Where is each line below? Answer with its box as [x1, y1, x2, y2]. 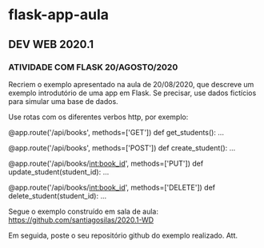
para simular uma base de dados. [8, 96, 118, 106]
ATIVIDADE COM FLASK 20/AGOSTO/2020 [8, 62, 178, 73]
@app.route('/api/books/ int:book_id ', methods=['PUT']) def [8, 158, 204, 168]
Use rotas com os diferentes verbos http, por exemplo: [8, 112, 189, 122]
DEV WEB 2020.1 [8, 38, 94, 51]
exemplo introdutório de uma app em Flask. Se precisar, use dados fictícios [8, 88, 257, 98]
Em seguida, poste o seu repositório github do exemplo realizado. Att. [8, 230, 238, 240]
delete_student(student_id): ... [8, 190, 107, 201]
